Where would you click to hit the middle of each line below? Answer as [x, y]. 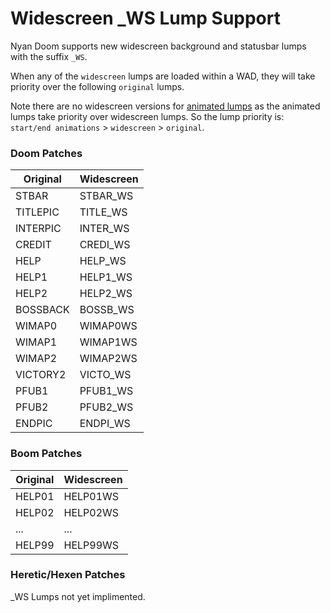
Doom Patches [46, 153]
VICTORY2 [41, 375]
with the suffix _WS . [49, 56]
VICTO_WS [105, 375]
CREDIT [33, 245]
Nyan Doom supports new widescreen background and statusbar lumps [158, 46]
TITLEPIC [37, 212]
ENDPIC [34, 424]
